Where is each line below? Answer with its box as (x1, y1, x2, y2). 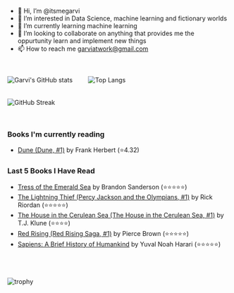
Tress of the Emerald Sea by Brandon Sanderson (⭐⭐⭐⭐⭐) (17, 182, 187, 191)
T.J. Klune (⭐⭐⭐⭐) (17, 218, 70, 227)
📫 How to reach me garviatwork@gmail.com (17, 44, 149, 53)
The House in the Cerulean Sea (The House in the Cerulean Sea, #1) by (17, 211, 224, 219)
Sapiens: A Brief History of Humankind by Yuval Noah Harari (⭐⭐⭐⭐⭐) (17, 239, 221, 248)
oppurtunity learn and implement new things (17, 37, 147, 45)
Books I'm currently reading (7, 129, 105, 139)
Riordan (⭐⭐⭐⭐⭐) (17, 201, 68, 209)
